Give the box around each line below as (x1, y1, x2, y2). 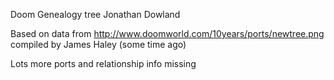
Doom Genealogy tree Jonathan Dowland (10, 9, 181, 20)
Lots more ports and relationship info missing (10, 58, 197, 69)
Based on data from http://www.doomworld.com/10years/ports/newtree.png (10, 28, 325, 39)
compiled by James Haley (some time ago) (10, 39, 187, 50)
